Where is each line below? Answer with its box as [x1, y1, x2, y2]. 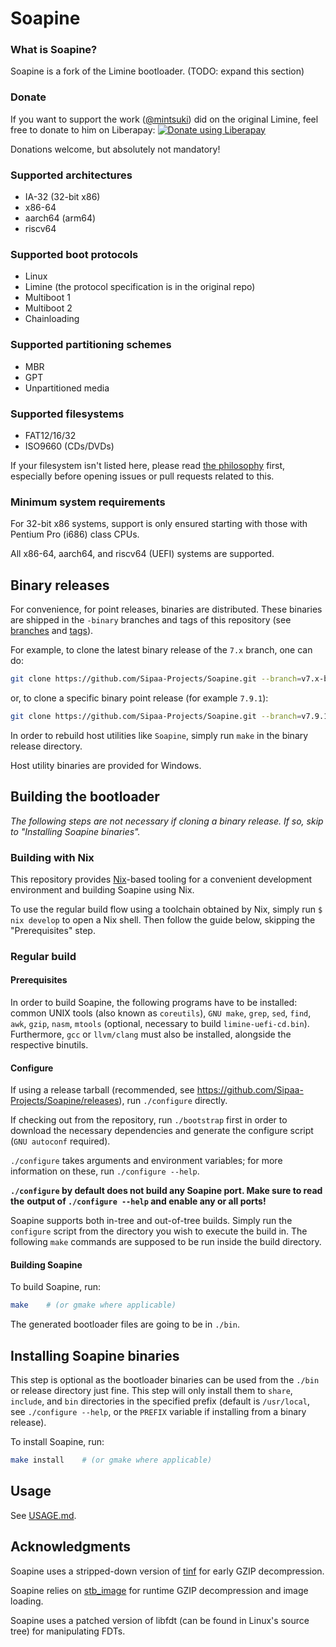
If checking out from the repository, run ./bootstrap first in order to [10, 1114, 288, 1126]
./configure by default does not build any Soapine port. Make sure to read [10, 1185, 323, 1197]
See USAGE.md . [10, 1509, 77, 1521]
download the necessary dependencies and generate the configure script [10, 1125, 314, 1137]
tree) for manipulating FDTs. [10, 1625, 126, 1637]
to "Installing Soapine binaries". [10, 825, 141, 837]
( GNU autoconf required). [10, 1135, 111, 1147]
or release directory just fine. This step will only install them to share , [10, 1385, 293, 1397]
